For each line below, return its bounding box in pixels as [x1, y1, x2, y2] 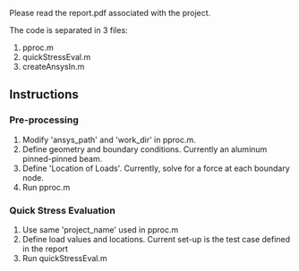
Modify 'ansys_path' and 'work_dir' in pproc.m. [21, 134, 197, 145]
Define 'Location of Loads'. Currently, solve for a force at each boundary [21, 163, 291, 174]
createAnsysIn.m [21, 62, 85, 72]
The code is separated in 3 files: [9, 25, 128, 35]
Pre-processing [9, 114, 79, 126]
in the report [21, 243, 69, 254]
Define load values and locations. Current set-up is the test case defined [21, 233, 291, 244]
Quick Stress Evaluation [9, 204, 116, 216]
